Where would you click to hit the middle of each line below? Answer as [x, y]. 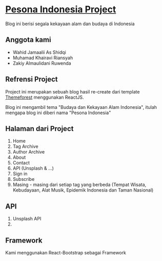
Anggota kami [28, 40]
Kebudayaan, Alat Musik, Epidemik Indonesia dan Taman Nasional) [83, 190]
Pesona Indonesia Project [61, 10]
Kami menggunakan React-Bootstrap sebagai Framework [66, 253]
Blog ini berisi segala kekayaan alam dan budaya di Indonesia [70, 24]
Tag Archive [25, 146]
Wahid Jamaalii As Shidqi [39, 52]
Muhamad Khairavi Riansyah [43, 58]
